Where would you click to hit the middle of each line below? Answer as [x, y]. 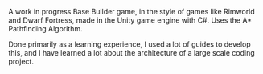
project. [21, 61]
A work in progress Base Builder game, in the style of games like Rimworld [131, 12]
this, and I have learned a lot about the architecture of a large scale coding [131, 53]
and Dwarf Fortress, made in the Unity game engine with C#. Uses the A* [130, 20]
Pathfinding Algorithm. [45, 29]
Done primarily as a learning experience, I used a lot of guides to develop [129, 44]
